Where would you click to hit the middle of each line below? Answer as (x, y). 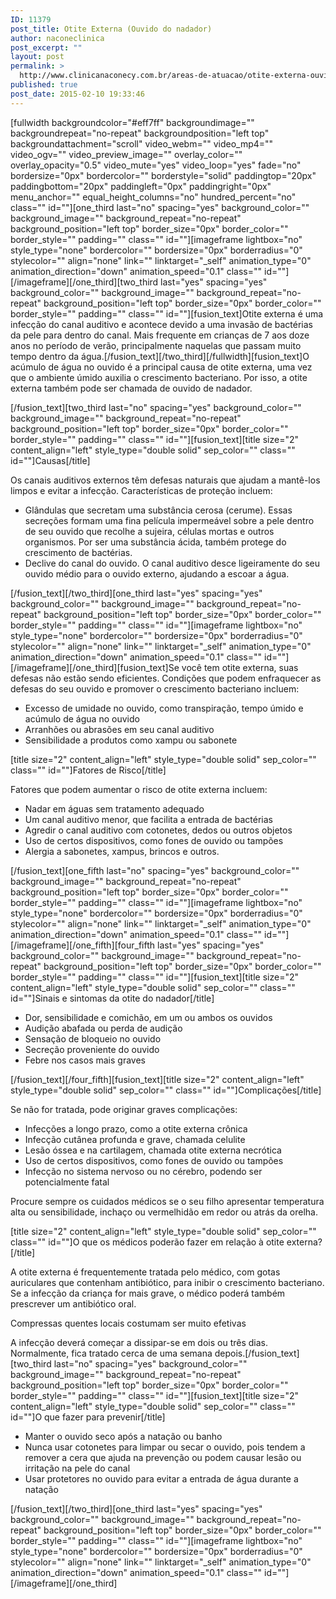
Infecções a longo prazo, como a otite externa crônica (136, 1128)
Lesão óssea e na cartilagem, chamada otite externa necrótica (153, 1150)
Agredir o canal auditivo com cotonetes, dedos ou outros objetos (158, 830)
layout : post (37, 57)
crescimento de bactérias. (78, 552)
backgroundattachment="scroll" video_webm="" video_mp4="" (142, 143)
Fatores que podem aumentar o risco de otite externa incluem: (139, 789)
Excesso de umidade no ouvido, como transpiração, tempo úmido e (164, 708)
